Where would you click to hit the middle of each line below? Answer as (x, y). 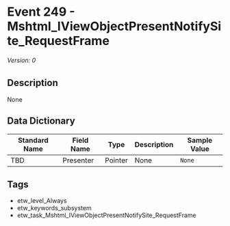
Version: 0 (22, 60)
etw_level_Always (42, 201)
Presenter (78, 160)
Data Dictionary (41, 121)
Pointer (116, 160)
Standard (34, 140)
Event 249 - (41, 12)
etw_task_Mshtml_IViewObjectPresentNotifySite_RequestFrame (106, 215)
